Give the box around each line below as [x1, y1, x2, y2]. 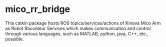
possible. [5, 36, 24, 42]
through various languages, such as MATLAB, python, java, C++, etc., [5, 30, 149, 36]
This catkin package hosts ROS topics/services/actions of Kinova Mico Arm [5, 20, 161, 26]
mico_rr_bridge [5, 3, 70, 15]
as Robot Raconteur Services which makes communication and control [5, 25, 151, 31]
